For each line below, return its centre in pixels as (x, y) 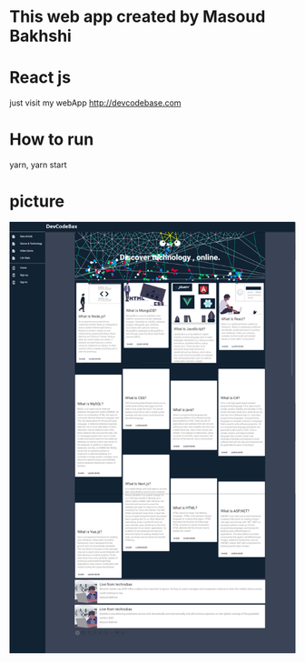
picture (37, 201)
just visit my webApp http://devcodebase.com (95, 103)
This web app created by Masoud (138, 17)
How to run (52, 140)
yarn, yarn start (38, 165)
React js (40, 78)
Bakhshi (41, 36)
